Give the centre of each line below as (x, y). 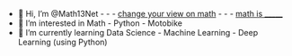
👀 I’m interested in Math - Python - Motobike (100, 23)
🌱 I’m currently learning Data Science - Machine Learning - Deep (138, 32)
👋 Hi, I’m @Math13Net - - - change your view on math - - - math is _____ (150, 14)
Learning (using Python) (62, 42)
